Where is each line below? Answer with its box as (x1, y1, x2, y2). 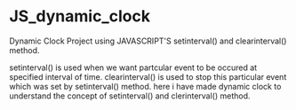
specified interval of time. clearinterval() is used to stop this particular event (9, 71, 287, 82)
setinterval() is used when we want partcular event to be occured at (9, 62, 258, 73)
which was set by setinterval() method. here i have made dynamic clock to (9, 81, 282, 91)
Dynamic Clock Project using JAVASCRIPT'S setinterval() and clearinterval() (9, 35, 287, 46)
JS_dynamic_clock (9, 6, 151, 27)
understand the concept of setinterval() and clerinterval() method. (9, 90, 251, 101)
